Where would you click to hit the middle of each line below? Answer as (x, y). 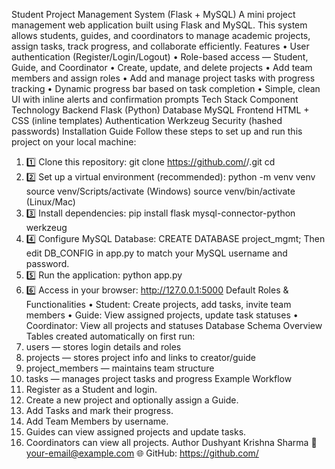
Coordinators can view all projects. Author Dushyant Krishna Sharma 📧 (171, 442)
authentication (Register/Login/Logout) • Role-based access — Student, (160, 57)
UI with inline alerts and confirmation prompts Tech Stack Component (155, 99)
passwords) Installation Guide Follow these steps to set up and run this (157, 131)
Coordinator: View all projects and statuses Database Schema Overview (174, 325)
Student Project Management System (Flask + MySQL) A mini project (153, 14)
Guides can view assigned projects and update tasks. (136, 432)
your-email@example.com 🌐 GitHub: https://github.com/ (142, 453)
